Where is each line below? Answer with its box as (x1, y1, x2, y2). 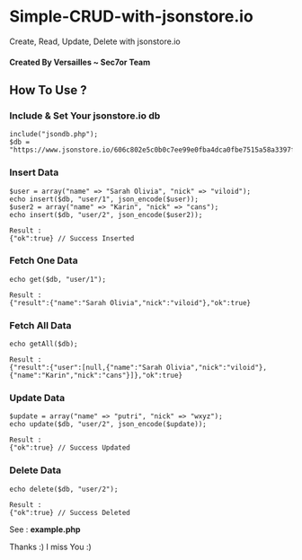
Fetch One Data (9, 254, 78, 267)
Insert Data (9, 166, 59, 179)
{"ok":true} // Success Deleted (9, 508, 130, 517)
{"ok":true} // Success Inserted (9, 233, 135, 243)
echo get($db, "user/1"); (9, 275, 106, 284)
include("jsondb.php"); (9, 130, 99, 139)
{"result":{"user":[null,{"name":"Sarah (9, 363, 164, 372)
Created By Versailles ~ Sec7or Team (9, 57, 151, 67)
